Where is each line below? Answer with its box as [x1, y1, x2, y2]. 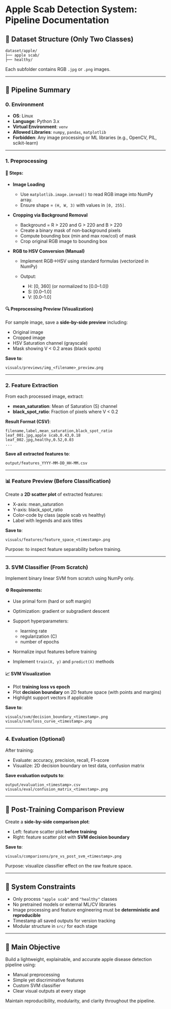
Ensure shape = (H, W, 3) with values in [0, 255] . [20, 202, 126, 208]
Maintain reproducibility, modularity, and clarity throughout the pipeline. [5, 998, 156, 1004]
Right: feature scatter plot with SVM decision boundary [12, 834, 130, 840]
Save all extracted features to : [5, 451, 70, 457]
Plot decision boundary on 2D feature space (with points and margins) [12, 689, 162, 695]
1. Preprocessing [5, 157, 47, 164]
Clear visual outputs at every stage [12, 988, 86, 994]
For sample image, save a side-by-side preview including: [5, 319, 128, 325]
